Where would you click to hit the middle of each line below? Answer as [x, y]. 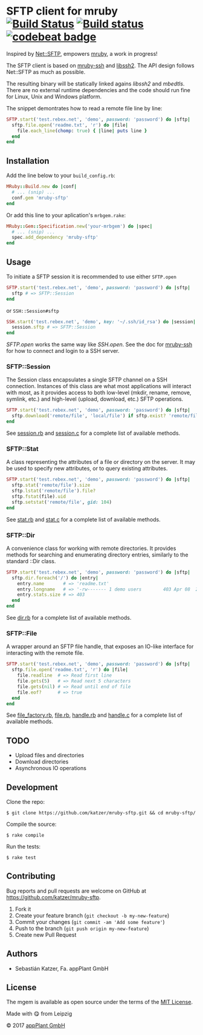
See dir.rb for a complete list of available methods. [69, 618]
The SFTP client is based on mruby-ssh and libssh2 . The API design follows [100, 65]
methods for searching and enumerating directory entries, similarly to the [97, 554]
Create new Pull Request [46, 934]
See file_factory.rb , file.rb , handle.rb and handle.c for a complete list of [94, 715]
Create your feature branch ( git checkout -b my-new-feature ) [92, 915]
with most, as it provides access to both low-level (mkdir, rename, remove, [99, 393]
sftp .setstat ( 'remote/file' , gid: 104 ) [62, 502]
